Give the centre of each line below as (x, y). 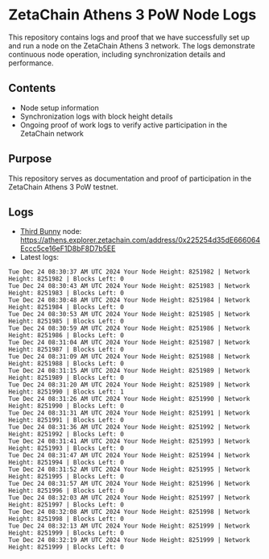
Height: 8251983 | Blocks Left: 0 (66, 293)
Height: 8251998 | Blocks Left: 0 (66, 519)
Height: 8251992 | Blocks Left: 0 (66, 434)
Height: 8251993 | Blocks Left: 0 (66, 448)
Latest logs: (39, 257)
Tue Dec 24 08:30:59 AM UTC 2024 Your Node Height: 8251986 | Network (129, 328)
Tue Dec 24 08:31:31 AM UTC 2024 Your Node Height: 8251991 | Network (129, 413)
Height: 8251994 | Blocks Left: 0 (66, 463)
